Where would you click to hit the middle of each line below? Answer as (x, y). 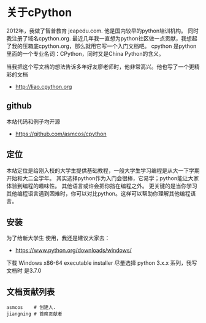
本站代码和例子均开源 (33, 121)
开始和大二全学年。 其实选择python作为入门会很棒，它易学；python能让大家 (103, 178)
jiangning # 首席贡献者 (34, 314)
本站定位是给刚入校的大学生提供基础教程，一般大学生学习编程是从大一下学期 (103, 170)
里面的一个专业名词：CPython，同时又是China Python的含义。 (85, 53)
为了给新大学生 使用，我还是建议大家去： (58, 238)
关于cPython (39, 13)
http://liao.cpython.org (44, 86)
